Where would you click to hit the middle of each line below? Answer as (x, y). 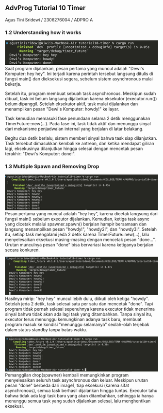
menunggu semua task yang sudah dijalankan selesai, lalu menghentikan (78, 401)
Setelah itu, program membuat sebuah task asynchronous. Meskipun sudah (81, 94)
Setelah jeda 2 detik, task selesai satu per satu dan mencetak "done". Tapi (79, 303)
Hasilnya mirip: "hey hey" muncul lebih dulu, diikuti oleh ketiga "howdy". (77, 299)
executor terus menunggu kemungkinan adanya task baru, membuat (73, 319)
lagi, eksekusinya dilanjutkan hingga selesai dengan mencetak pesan (74, 149)
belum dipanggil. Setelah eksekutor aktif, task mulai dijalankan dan (72, 104)
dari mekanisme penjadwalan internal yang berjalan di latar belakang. (74, 129)
